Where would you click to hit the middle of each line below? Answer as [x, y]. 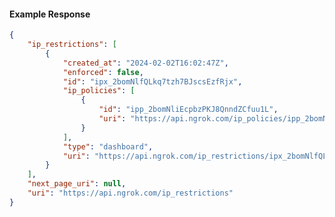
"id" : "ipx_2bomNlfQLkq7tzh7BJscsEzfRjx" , [152, 81]
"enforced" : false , [103, 72]
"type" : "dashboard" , [108, 146]
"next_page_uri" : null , [77, 184]
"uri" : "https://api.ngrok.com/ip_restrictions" [130, 193]
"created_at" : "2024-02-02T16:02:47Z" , [145, 63]
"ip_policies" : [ [99, 91]
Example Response [50, 14]
